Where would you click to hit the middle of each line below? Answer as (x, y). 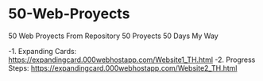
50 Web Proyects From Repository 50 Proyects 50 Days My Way (113, 36)
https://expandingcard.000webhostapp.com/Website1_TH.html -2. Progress (132, 60)
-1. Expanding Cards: (43, 51)
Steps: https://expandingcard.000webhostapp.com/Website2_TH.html (123, 67)
